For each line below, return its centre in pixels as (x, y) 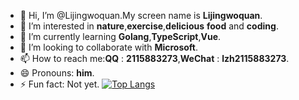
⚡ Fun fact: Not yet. (59, 84)
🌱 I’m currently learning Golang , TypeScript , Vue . (120, 36)
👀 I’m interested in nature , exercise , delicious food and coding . (149, 26)
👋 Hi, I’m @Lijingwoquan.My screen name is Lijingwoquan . (141, 15)
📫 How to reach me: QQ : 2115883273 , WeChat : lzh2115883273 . (154, 58)
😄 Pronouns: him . (57, 73)
